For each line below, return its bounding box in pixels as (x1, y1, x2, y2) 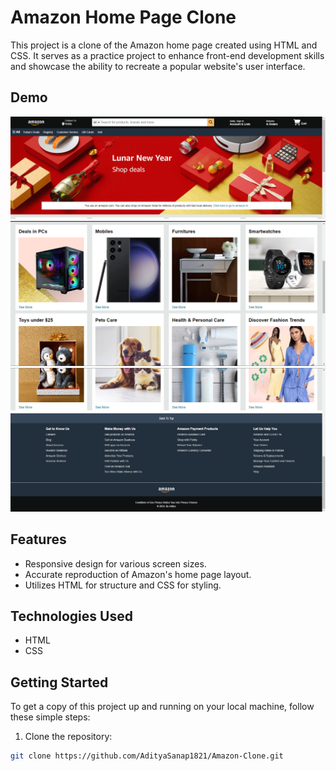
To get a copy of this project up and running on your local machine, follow (10, 701, 315, 713)
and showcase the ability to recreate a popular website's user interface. (10, 60, 306, 72)
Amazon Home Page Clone (10, 6, 237, 29)
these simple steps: (10, 711, 91, 723)
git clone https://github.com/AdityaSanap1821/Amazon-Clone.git (10, 751, 284, 761)
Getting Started (10, 674, 109, 691)
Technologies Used (10, 608, 133, 625)
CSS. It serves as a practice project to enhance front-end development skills (10, 49, 325, 61)
